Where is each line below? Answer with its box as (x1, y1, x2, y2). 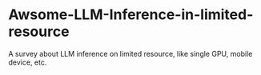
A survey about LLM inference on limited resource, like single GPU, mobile (8, 49, 253, 58)
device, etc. (8, 57, 47, 67)
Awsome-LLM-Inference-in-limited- (8, 6, 254, 24)
